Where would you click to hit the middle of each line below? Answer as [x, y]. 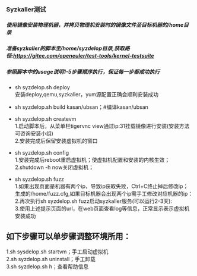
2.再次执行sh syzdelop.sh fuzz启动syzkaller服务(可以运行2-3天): [93, 201]
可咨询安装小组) [34, 133]
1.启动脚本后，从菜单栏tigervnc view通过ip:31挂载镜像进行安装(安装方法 [102, 126]
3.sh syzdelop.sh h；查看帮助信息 [47, 266]
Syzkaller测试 [26, 9]
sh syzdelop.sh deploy [42, 87]
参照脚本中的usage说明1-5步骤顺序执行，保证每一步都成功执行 [83, 72]
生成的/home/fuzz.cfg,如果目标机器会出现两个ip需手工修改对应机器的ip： [104, 193]
